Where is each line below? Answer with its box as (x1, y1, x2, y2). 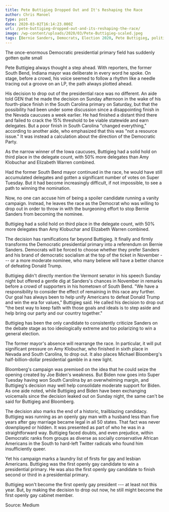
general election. (5, 330, 40, 336)
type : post (5, 17, 28, 22)
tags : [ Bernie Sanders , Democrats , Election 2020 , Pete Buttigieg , (5, 36, 150, 41)
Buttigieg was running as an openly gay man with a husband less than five (5, 414, 159, 420)
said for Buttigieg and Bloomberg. (5, 398, 75, 404)
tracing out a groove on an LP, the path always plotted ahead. (5, 80, 133, 86)
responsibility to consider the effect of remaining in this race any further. (5, 288, 155, 294)
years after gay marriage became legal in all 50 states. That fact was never (5, 419, 160, 425)
